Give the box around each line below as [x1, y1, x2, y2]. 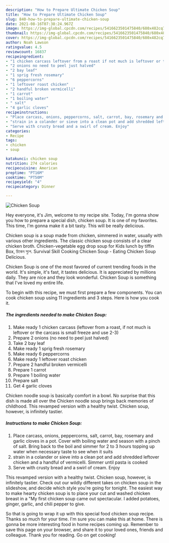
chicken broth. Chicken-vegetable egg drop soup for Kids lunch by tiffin [6, 243, 154, 249]
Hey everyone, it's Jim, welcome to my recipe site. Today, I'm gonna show [6, 212, 159, 218]
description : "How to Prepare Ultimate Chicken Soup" [6, 7, 121, 13]
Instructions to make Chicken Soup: [6, 420, 82, 426]
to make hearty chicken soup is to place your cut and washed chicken [6, 490, 150, 496]
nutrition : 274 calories [6, 161, 58, 166]
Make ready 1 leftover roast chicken [13, 356, 87, 362]
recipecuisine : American [6, 165, 58, 170]
